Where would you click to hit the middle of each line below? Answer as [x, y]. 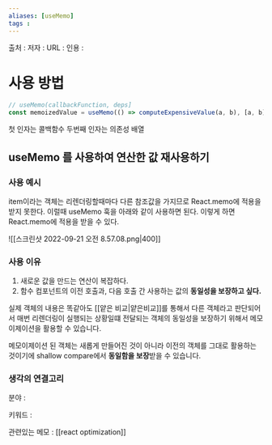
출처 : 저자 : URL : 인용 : [46, 47]
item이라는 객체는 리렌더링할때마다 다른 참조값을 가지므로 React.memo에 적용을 [135, 201]
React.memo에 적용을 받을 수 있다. [64, 221]
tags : [19, 23]
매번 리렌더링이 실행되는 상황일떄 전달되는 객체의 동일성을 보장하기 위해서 [132, 318]
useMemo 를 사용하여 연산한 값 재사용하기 [109, 157]
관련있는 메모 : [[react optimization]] [68, 432]
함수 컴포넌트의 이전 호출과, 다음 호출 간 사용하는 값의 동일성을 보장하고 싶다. [140, 291]
